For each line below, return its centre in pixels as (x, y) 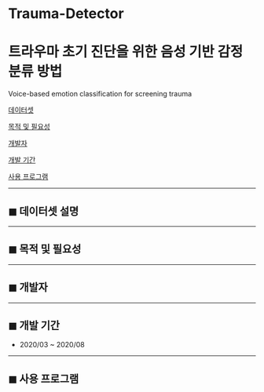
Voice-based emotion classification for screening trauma (100, 94)
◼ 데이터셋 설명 (44, 211)
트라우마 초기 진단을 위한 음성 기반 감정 (126, 52)
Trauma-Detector (66, 14)
